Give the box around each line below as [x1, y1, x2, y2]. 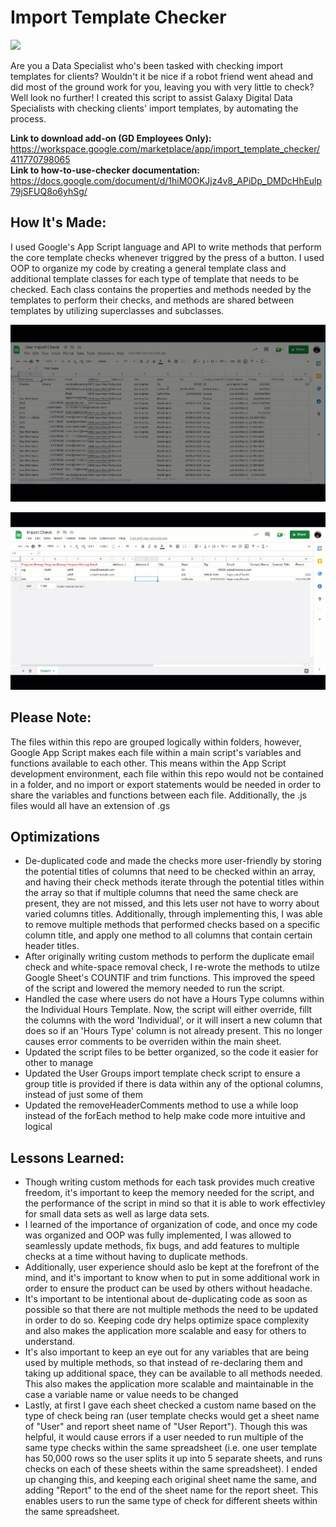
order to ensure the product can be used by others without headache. [24, 1282, 313, 1295]
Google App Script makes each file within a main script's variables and [10, 746, 302, 758]
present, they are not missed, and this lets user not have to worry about [24, 897, 320, 910]
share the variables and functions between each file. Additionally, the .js [10, 789, 307, 801]
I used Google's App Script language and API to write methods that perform [10, 241, 322, 253]
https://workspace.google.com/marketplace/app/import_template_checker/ [10, 142, 321, 155]
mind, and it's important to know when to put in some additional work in [24, 1272, 320, 1284]
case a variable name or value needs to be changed [24, 1389, 239, 1401]
